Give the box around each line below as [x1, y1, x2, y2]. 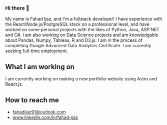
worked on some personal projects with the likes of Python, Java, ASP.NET [5, 27, 160, 33]
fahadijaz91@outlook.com [12, 109, 66, 115]
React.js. [5, 81, 23, 87]
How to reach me [5, 95, 59, 104]
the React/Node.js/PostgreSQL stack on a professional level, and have [5, 21, 150, 27]
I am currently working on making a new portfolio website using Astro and [5, 76, 157, 82]
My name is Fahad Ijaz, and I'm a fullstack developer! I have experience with [5, 16, 162, 22]
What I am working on [5, 62, 75, 71]
